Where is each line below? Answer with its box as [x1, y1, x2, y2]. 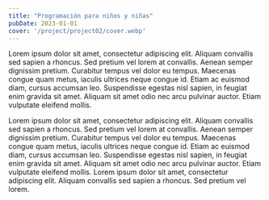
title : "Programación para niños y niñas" [8, 11, 153, 20]
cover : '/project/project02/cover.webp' [8, 27, 147, 35]
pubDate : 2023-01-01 [8, 19, 78, 27]
